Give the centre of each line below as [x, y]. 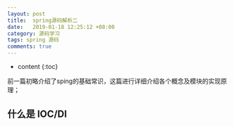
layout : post [26, 14]
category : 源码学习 [34, 33]
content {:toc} [38, 67]
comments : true [30, 46]
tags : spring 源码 [33, 40]
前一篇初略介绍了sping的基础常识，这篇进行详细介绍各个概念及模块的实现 [114, 81]
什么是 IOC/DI [37, 114]
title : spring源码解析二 [43, 20]
